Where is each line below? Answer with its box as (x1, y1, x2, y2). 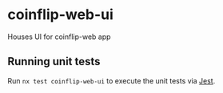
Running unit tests (7, 55, 101, 68)
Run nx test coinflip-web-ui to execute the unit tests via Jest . (7, 76, 216, 85)
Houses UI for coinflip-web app (7, 32, 111, 41)
